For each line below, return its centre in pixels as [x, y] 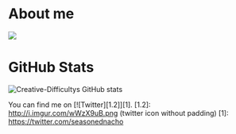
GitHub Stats [51, 67]
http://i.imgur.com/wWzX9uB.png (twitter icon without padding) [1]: [118, 113]
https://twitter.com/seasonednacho [66, 121]
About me [41, 14]
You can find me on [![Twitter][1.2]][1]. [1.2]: [79, 105]
